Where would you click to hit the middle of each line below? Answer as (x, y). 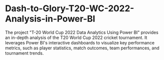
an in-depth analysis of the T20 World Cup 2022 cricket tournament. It (76, 38)
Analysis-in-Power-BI (50, 19)
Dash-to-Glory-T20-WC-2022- (70, 9)
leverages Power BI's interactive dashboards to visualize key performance (80, 42)
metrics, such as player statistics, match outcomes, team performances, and (82, 48)
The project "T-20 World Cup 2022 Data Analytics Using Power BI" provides (82, 32)
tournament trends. (24, 53)
